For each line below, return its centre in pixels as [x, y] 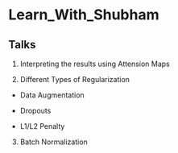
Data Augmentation [52, 95]
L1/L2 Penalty [42, 126]
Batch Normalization [54, 142]
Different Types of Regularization [75, 79]
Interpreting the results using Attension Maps [95, 64]
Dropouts [35, 111]
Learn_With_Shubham [84, 15]
